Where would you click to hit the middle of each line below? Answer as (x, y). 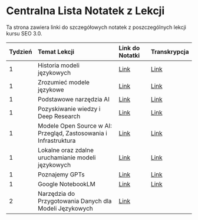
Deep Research (59, 116)
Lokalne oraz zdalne (66, 150)
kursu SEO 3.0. (24, 33)
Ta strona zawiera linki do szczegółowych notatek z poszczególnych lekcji (96, 27)
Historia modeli (59, 65)
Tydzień (21, 51)
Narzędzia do (57, 193)
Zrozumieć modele (64, 82)
